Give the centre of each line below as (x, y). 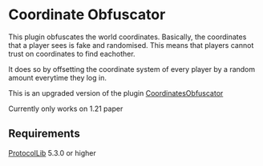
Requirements (44, 134)
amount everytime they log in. (57, 77)
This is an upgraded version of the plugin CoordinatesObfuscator (116, 93)
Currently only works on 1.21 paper (66, 109)
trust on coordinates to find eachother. (72, 53)
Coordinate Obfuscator (87, 15)
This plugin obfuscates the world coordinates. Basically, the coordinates (127, 37)
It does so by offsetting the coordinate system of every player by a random (132, 69)
